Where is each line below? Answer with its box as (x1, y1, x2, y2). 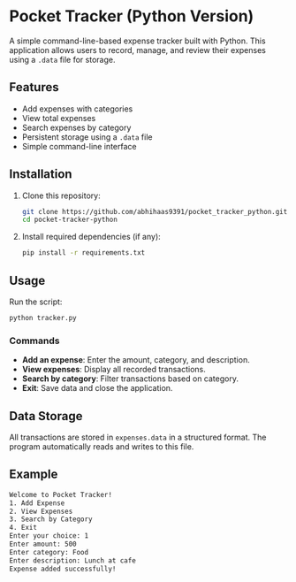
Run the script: (9, 296, 63, 307)
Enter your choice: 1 (9, 532, 89, 540)
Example (9, 467, 58, 482)
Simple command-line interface (21, 141, 137, 151)
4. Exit (9, 524, 38, 532)
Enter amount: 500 (9, 540, 77, 549)
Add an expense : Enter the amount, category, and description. (21, 355, 250, 365)
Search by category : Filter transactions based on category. (21, 373, 239, 384)
